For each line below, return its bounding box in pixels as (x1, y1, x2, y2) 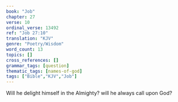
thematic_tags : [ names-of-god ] (6, 68, 83, 74)
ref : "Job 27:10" (6, 30, 49, 36)
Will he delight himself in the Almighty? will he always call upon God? (6, 90, 173, 97)
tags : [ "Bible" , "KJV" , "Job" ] (6, 73, 77, 79)
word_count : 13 (6, 47, 43, 52)
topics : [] (6, 52, 33, 58)
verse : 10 (6, 19, 30, 25)
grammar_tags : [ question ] (6, 62, 69, 69)
